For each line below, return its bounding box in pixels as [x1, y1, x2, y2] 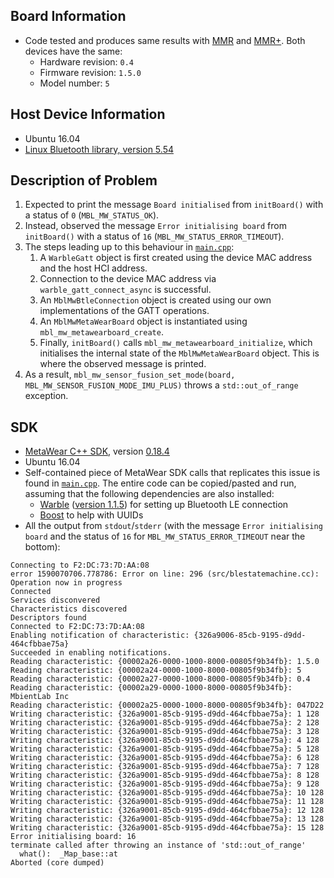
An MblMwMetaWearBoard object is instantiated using [39, 315, 248, 328]
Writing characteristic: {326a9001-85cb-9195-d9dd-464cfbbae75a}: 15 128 [10, 823, 325, 833]
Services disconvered [10, 595, 101, 606]
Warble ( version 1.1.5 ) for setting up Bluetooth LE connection [39, 499, 289, 511]
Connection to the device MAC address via [39, 273, 217, 285]
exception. [24, 390, 69, 402]
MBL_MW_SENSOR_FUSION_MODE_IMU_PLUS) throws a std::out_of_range [24, 379, 299, 391]
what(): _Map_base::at [19, 849, 118, 859]
